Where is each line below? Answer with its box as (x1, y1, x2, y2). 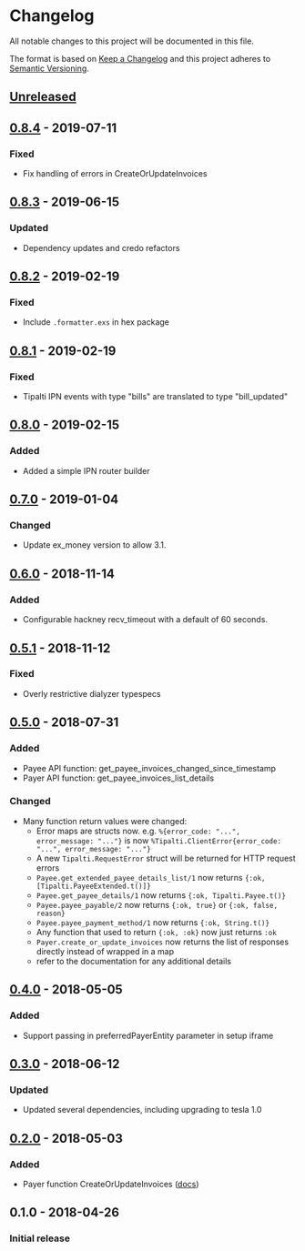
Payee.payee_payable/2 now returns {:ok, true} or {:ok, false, (36, 899, 279, 910)
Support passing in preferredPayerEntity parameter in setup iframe (22, 1030, 274, 1041)
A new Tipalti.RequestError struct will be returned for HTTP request (36, 852, 296, 863)
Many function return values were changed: (22, 815, 188, 826)
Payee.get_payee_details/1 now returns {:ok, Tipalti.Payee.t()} (36, 889, 287, 901)
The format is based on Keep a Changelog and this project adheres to (9, 53, 271, 64)
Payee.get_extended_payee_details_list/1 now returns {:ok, (36, 872, 266, 883)
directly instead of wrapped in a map (36, 945, 175, 956)
